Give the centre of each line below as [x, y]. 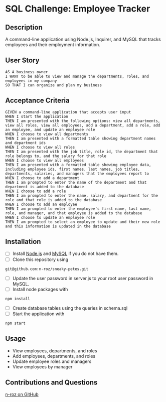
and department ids [26, 143]
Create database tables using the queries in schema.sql [70, 308]
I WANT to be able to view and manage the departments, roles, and [77, 76]
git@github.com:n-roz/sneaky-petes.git [47, 269]
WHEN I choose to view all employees [45, 160]
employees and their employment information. [53, 45]
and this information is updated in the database [58, 226]
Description [24, 27]
